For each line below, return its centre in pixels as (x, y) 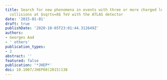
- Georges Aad (20, 38)
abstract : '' (19, 56)
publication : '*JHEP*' (29, 65)
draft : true (17, 24)
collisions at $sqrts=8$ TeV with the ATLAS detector (66, 14)
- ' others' (17, 42)
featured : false (22, 61)
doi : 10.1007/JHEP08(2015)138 (37, 70)
